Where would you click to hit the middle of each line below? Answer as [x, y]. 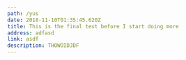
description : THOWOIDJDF [43, 46]
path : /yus [23, 13]
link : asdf [23, 39]
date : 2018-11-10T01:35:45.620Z [54, 20]
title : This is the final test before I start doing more [93, 26]
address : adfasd [31, 33]
